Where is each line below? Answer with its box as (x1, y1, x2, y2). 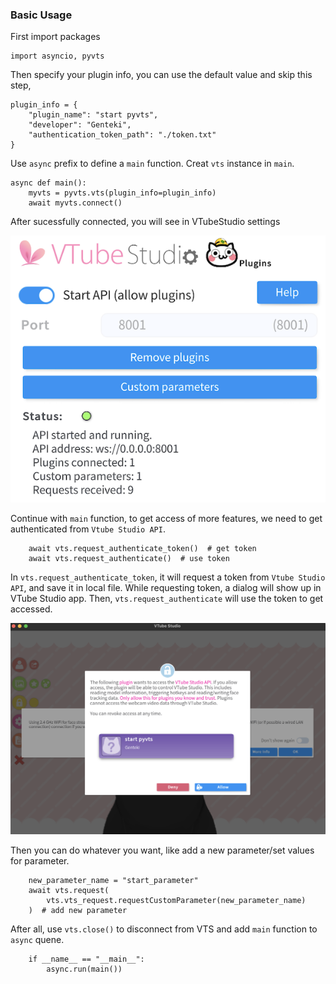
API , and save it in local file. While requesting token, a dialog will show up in (10, 582, 322, 594)
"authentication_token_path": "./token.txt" (28, 130, 217, 140)
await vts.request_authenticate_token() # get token (28, 544, 257, 554)
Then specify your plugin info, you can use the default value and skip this (10, 69, 313, 81)
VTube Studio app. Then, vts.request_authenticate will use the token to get (10, 593, 324, 605)
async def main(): (10, 178, 87, 188)
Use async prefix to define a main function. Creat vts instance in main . (10, 158, 295, 170)
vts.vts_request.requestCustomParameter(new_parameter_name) (46, 896, 307, 906)
